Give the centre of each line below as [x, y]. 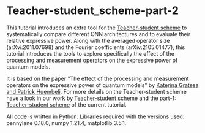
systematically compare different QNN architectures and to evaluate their [99, 34]
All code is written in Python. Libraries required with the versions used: [95, 116]
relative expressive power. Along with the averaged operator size [88, 40]
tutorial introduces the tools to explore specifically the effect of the [90, 53]
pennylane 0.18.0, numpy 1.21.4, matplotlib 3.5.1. [66, 123]
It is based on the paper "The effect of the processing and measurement [98, 78]
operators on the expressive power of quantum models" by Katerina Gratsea [102, 85]
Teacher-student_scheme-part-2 [93, 11]
